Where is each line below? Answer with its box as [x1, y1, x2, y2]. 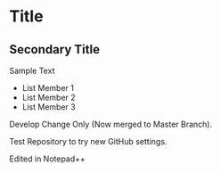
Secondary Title [9, 42, 101, 57]
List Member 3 [21, 102, 76, 112]
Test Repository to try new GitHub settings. [9, 136, 168, 146]
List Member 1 [21, 83, 74, 93]
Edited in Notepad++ [9, 153, 86, 164]
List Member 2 [21, 92, 76, 103]
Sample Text [9, 65, 55, 76]
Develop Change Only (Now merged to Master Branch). [9, 119, 212, 129]
